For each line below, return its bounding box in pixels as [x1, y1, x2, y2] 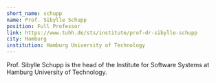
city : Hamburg [6, 36, 47, 43]
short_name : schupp [6, 10, 63, 17]
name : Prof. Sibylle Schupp [6, 16, 87, 23]
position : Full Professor [6, 23, 80, 29]
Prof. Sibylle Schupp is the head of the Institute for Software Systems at [6, 61, 210, 69]
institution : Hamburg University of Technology [6, 42, 146, 49]
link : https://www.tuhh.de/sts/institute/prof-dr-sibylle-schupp [6, 29, 197, 36]
